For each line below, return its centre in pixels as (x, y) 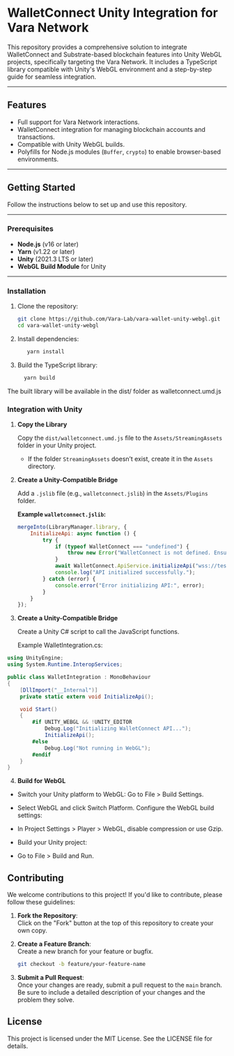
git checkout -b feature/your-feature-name (81, 965)
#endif (42, 754)
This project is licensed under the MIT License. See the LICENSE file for (110, 1039)
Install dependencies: (48, 339)
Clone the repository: (48, 306)
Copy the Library (42, 424)
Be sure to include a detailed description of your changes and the (111, 992)
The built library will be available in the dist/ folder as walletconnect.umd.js (114, 391)
